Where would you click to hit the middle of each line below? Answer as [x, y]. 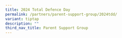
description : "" [22, 23]
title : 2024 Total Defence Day [38, 10]
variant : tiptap [22, 19]
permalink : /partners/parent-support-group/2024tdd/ [61, 14]
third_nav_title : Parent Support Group [47, 28]
